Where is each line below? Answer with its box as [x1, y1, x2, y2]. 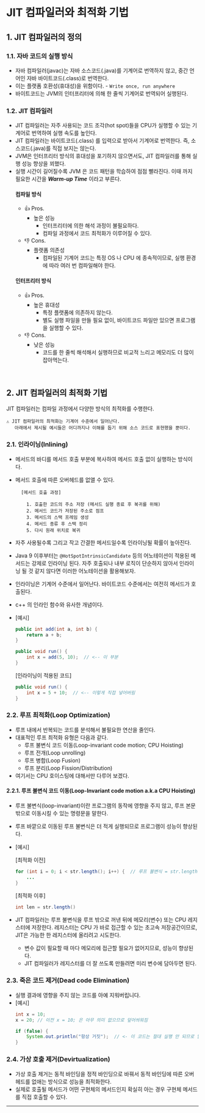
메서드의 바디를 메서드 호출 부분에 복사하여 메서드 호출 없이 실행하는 [15, 455, 177, 462]
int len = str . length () [15, 904, 76, 910]
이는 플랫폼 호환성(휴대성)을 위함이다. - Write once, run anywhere [15, 82, 176, 89]
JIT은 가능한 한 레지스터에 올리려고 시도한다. [15, 931, 121, 938]
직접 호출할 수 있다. [21, 1093, 68, 1100]
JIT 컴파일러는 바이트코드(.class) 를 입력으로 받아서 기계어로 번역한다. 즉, [15, 137, 190, 145]
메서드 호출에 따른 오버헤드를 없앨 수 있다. [15, 476, 115, 483]
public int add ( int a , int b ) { [15, 626, 98, 632]
